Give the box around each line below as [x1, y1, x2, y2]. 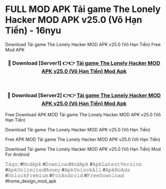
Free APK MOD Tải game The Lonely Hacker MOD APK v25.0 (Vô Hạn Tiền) [5, 136, 160, 142]
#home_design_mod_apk [5, 178, 56, 184]
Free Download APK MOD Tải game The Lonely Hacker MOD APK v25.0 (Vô [5, 111, 161, 117]
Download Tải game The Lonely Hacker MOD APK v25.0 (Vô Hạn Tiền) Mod [5, 146, 161, 152]
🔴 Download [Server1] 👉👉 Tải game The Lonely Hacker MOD [7, 59, 160, 66]
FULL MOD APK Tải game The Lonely [5, 4, 161, 15]
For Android [5, 151, 30, 157]
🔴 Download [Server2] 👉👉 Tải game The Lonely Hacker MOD [7, 92, 161, 99]
